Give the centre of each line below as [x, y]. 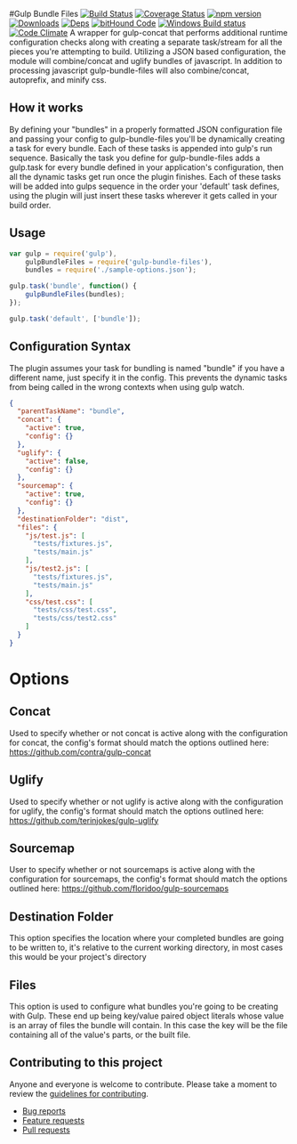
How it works [46, 108]
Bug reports [44, 1111]
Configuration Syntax [70, 347]
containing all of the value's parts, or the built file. [100, 1035]
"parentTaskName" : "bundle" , [71, 411]
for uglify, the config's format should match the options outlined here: [136, 811]
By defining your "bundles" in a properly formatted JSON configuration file [146, 129]
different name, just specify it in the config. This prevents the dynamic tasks [148, 377]
